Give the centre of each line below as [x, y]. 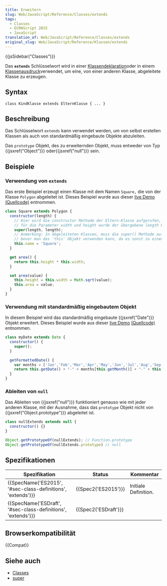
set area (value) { [29, 276]
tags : [11, 19]
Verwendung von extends [36, 181]
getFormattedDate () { [32, 360]
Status [100, 474]
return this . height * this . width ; [50, 262]
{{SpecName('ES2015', [35, 483]
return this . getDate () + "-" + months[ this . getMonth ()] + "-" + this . [89, 369]
